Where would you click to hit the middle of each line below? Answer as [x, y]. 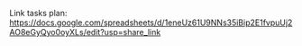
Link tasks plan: [38, 13]
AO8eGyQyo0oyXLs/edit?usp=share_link [85, 32]
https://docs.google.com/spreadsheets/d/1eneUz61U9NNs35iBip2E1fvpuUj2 [151, 23]
